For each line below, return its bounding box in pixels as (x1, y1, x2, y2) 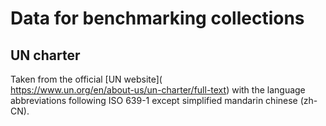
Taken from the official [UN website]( (10, 73, 163, 85)
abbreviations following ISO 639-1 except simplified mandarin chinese (10, 95, 298, 106)
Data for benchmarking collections (10, 7, 305, 30)
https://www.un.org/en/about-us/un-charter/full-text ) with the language (10, 84, 306, 96)
